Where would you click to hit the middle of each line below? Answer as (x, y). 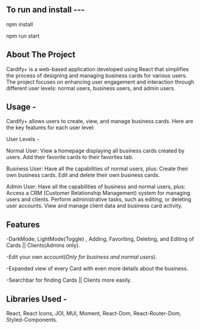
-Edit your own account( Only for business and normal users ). (81, 257)
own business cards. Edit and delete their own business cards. (83, 175)
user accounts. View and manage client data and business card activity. (95, 206)
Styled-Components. (32, 320)
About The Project (41, 55)
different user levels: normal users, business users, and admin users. (91, 88)
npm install (20, 24)
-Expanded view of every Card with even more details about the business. (97, 269)
